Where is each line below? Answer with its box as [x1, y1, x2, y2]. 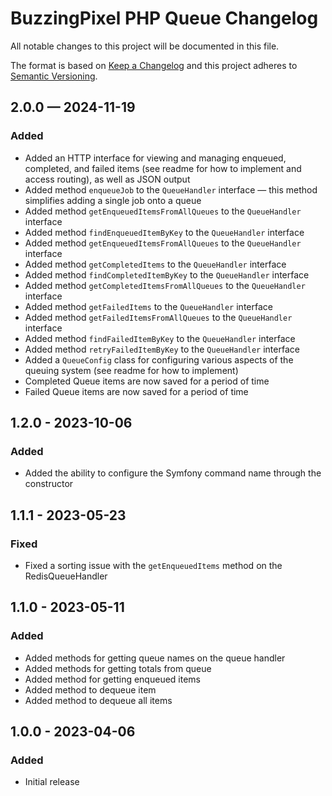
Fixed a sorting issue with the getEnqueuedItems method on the [24, 560, 283, 571]
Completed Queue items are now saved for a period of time [24, 375, 270, 387]
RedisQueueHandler [24, 570, 108, 582]
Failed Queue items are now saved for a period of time [24, 385, 249, 397]
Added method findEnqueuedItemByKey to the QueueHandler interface [24, 226, 305, 238]
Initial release [24, 776, 80, 788]
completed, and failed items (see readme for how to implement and [24, 162, 302, 174]
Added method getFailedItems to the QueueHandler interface [24, 300, 273, 312]
